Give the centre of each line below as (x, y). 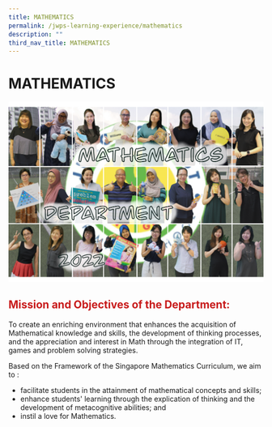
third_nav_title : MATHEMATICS (59, 43)
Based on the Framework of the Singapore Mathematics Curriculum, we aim (135, 365)
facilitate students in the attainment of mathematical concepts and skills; (141, 390)
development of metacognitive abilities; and (93, 407)
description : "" (36, 34)
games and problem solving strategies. (73, 350)
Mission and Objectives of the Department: (119, 305)
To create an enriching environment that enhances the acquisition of (122, 324)
